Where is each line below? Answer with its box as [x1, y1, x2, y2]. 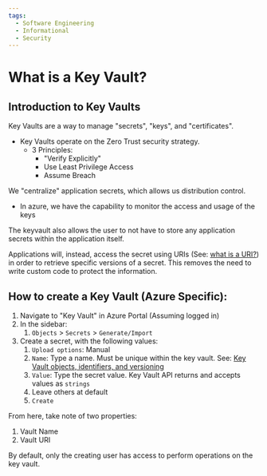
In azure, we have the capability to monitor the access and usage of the [19, 201, 255, 212]
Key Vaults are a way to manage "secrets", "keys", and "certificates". [8, 121, 234, 131]
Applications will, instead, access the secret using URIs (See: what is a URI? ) [8, 249, 260, 260]
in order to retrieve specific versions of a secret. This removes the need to [8, 258, 252, 268]
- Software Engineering [15, 19, 94, 27]
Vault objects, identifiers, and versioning [31, 362, 165, 371]
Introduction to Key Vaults [8, 100, 141, 113]
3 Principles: [31, 145, 73, 155]
